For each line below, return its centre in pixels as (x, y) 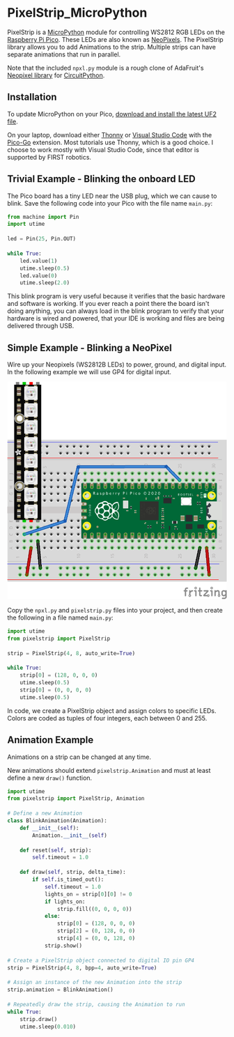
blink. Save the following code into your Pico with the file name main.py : (110, 203)
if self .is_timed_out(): (68, 879)
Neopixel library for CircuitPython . (56, 75)
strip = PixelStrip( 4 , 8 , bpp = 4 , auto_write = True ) (82, 968)
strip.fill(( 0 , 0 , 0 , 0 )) (94, 909)
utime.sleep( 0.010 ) (48, 1027)
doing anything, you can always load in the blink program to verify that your (116, 311)
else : (52, 916)
